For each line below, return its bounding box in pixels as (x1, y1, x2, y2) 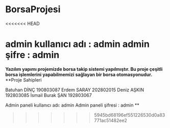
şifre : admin (5, 49, 60, 61)
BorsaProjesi (5, 4, 61, 15)
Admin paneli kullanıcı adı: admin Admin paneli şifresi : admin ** (5, 102, 139, 108)
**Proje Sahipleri (5, 76, 42, 83)
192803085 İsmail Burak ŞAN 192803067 (5, 92, 92, 98)
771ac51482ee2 (94, 117, 128, 123)
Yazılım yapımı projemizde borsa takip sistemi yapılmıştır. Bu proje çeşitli (5, 66, 163, 72)
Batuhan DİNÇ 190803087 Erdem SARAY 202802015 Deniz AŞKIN (5, 87, 144, 93)
